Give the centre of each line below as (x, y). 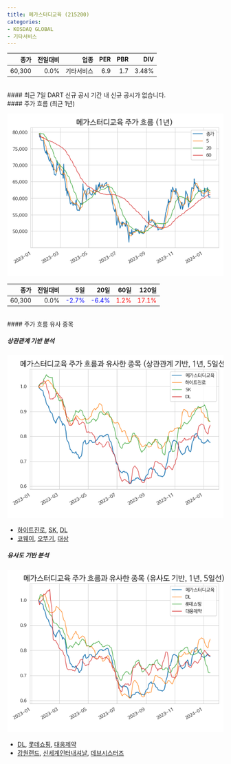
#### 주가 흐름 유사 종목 (41, 324)
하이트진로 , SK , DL (42, 530)
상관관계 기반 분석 (31, 341)
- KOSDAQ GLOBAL (30, 29)
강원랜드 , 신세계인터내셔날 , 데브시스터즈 (70, 753)
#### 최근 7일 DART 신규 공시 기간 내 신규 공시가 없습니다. (87, 95)
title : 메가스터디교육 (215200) (48, 14)
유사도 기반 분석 (28, 555)
